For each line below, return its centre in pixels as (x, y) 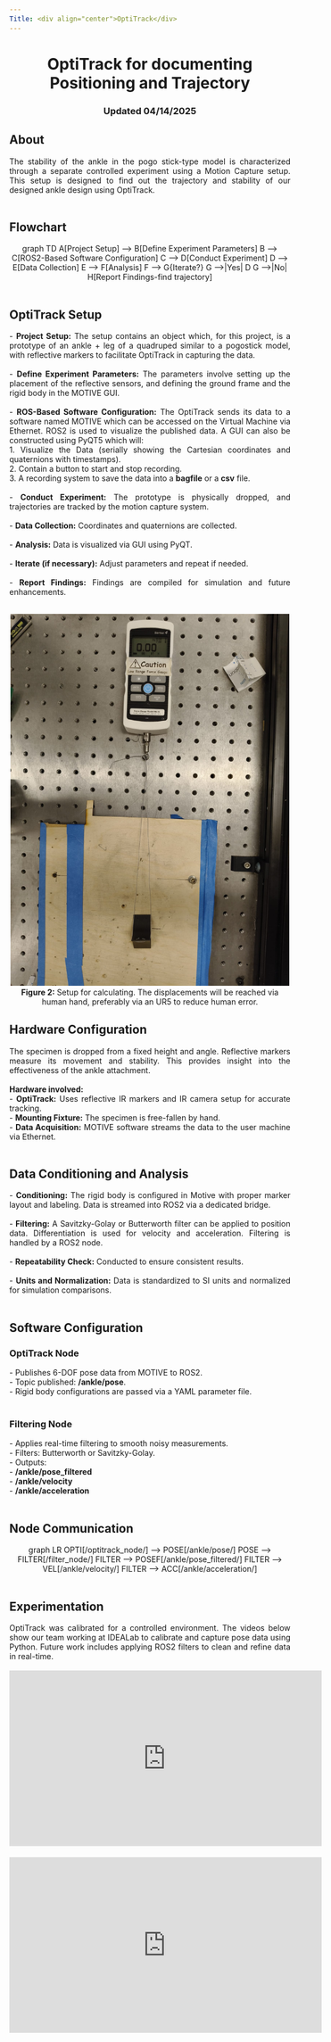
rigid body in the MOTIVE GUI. (65, 393)
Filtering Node (41, 1425)
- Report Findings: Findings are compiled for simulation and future (150, 583)
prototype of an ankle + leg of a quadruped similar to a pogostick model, (150, 346)
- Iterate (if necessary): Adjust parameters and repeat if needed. (129, 564)
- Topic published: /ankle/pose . (68, 1382)
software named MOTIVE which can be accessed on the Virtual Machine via (150, 422)
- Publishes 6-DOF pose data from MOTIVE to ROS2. (106, 1373)
